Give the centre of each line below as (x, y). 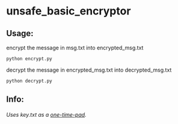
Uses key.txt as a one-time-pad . (46, 114)
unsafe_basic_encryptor (69, 11)
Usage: (20, 33)
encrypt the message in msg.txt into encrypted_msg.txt (75, 48)
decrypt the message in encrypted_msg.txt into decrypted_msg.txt (89, 70)
